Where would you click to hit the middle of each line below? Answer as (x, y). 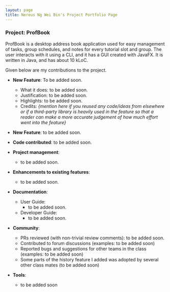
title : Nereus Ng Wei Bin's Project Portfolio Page (61, 15)
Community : (26, 228)
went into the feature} (43, 122)
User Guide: (33, 201)
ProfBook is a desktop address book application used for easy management (85, 43)
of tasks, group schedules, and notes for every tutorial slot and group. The (83, 49)
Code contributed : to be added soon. (52, 142)
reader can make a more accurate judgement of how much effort (89, 117)
